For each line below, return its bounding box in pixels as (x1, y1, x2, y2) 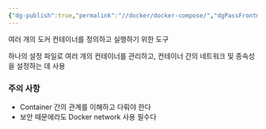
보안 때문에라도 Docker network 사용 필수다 (19, 112, 157, 121)
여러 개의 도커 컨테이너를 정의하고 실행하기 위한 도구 (8, 34, 169, 44)
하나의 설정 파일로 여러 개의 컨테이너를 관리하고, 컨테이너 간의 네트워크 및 (8, 51, 234, 60)
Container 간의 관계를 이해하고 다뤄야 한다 (19, 102, 152, 112)
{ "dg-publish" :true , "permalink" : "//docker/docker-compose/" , (8, 11, 215, 20)
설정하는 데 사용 (16, 61, 66, 70)
